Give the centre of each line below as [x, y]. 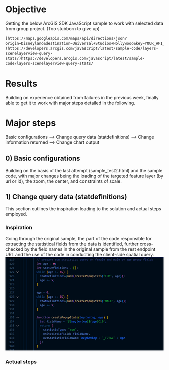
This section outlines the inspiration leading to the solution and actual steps [83, 209]
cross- [146, 244]
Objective [26, 9]
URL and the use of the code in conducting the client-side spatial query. [80, 254]
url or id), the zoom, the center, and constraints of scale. [63, 181]
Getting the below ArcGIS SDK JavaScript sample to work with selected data [84, 23]
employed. [16, 214]
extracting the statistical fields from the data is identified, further [72, 244]
